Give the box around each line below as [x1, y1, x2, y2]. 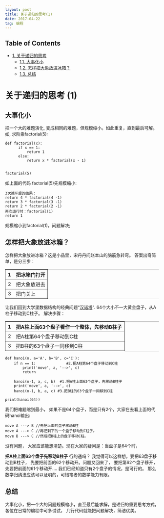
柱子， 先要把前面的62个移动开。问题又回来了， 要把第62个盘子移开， [16, 459, 158, 465]
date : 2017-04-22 [5, 16, 41, 21]
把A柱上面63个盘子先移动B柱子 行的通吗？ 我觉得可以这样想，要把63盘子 [5, 453, 153, 459]
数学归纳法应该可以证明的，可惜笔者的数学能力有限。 [5, 471, 112, 477]
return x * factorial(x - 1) [26, 158, 86, 163]
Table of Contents [5, 39, 61, 47]
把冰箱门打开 [16, 271, 45, 278]
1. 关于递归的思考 [12, 52, 47, 59]
